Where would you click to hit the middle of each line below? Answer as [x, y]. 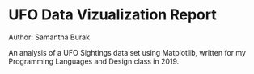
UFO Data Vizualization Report [112, 15]
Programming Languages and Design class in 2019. [94, 61]
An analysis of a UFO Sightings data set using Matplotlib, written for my [127, 52]
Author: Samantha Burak [49, 37]
